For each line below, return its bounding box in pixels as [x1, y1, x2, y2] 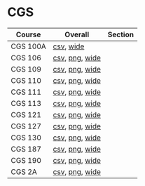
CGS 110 [11, 75, 42, 85]
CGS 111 [11, 87, 42, 97]
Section [107, 29, 134, 39]
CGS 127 [11, 121, 42, 131]
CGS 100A [11, 41, 47, 51]
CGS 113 [11, 98, 42, 108]
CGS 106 [11, 53, 42, 62]
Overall [64, 29, 90, 39]
